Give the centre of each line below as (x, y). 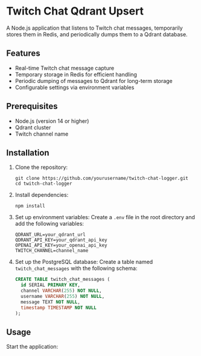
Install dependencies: (42, 195)
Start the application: (32, 347)
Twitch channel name (42, 134)
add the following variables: (49, 224)
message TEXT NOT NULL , (50, 302)
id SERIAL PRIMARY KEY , (50, 285)
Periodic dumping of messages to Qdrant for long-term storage (94, 81)
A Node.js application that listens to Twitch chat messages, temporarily (94, 28)
